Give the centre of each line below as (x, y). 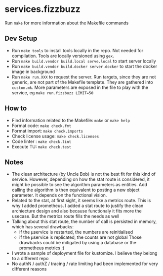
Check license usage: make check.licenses (55, 136)
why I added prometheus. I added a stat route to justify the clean (78, 206)
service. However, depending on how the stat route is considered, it (81, 179)
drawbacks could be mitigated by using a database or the (78, 243)
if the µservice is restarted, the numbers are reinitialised (76, 232)
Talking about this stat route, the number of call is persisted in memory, (84, 221)
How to (16, 108)
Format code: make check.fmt (41, 126)
